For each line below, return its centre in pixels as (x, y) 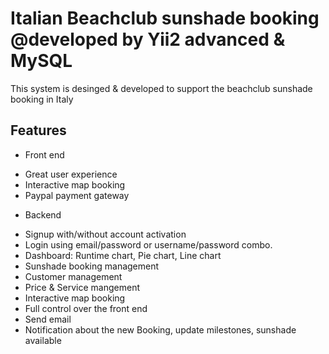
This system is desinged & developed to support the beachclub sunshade (161, 88)
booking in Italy (42, 99)
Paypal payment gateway (77, 195)
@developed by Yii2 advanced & (148, 39)
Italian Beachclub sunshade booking (165, 18)
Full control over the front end (86, 308)
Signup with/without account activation (105, 234)
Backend (43, 214)
